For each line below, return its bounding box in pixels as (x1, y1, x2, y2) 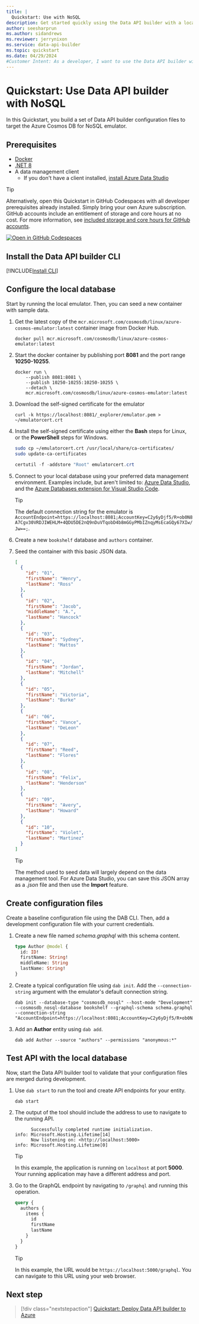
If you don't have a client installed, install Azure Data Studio (23, 175, 169, 182)
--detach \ (25, 384, 53, 391)
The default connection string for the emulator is (14, 508, 133, 515)
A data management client (14, 168, 79, 175)
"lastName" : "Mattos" (25, 642, 79, 648)
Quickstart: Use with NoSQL (11, 14, 81, 20)
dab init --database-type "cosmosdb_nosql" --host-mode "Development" (14, 999, 193, 1006)
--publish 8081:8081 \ (25, 374, 82, 380)
